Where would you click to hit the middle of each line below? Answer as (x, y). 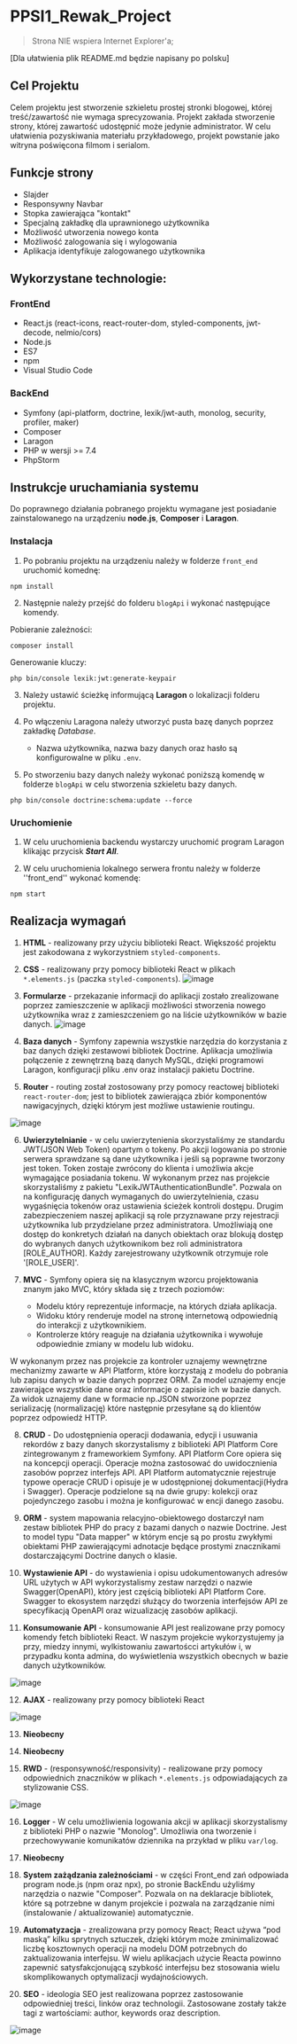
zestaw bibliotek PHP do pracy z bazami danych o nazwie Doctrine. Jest (155, 1527)
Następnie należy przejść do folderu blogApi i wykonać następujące (146, 603)
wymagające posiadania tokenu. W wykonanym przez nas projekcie (146, 1178)
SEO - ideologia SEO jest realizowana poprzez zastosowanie (133, 1993)
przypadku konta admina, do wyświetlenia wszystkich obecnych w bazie (156, 1656)
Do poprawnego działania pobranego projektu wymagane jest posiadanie (143, 509)
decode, (38, 333)
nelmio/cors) (78, 333)
